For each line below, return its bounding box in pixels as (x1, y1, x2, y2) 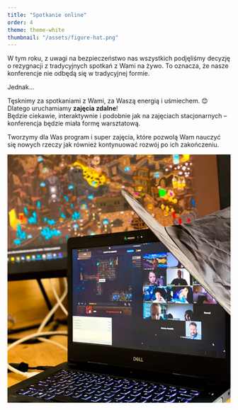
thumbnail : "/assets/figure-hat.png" (7, 34, 119, 41)
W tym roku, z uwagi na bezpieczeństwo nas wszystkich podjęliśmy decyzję (7, 54, 231, 63)
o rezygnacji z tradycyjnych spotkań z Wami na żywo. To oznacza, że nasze (7, 62, 229, 70)
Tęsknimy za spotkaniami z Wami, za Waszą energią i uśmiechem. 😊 (7, 96, 208, 106)
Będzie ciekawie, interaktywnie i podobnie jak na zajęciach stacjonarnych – (7, 112, 227, 120)
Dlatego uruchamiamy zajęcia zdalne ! (7, 104, 118, 113)
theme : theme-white (7, 26, 65, 33)
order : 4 (7, 18, 33, 26)
